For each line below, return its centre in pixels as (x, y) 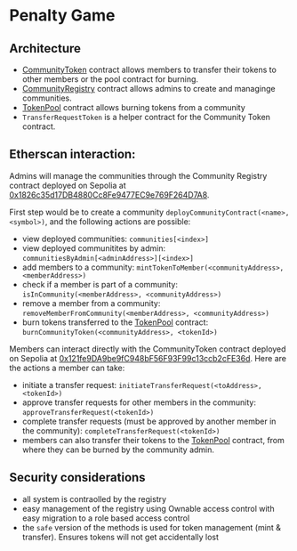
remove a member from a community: (91, 303)
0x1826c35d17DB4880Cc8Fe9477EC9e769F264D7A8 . (109, 194)
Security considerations (77, 478)
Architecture (45, 49)
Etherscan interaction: (72, 154)
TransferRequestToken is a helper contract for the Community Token (146, 117)
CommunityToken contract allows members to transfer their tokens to (149, 69)
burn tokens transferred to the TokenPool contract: (115, 322)
